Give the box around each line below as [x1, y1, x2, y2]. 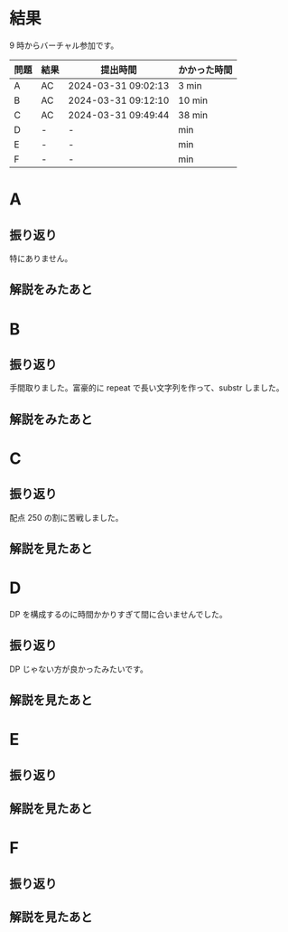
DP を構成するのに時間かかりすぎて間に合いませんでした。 [9, 609, 228, 620]
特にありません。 [9, 252, 73, 263]
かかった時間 [177, 63, 233, 76]
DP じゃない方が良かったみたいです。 [9, 664, 149, 674]
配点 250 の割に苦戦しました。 [9, 512, 124, 522]
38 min [177, 108, 209, 121]
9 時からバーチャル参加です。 [9, 40, 119, 51]
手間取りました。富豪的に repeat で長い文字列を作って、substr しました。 [9, 382, 284, 393]
